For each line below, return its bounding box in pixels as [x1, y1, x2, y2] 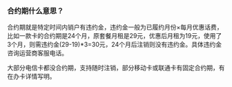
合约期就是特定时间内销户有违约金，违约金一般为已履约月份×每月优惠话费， [7, 23, 223, 32]
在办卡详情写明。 [7, 72, 56, 81]
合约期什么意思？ [7, 6, 64, 15]
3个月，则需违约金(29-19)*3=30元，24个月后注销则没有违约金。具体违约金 [7, 40, 222, 49]
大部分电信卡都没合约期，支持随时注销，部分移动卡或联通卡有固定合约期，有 [7, 64, 225, 72]
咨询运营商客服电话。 [7, 49, 68, 57]
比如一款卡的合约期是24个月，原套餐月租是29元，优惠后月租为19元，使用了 [7, 32, 222, 40]
